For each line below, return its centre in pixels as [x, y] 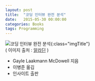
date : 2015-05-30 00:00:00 [36, 19]
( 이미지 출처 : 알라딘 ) [27, 50]
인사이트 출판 [26, 73]
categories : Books [25, 24]
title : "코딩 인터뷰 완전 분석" [36, 15]
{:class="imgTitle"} [70, 44]
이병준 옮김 [23, 67]
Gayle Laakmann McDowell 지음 [45, 61]
